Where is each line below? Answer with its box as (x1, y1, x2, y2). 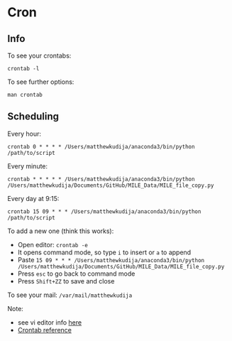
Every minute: (7, 161, 48, 170)
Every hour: (7, 129, 41, 138)
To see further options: (7, 77, 74, 86)
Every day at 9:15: (7, 194, 60, 202)
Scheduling (7, 111, 59, 123)
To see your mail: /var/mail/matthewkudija (7, 291, 133, 299)
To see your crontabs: (7, 51, 72, 60)
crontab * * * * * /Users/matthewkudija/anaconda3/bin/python (7, 175, 195, 183)
